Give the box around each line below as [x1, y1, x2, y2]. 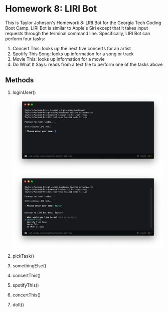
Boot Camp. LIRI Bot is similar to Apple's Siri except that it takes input [5, 25, 148, 31]
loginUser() [12, 89, 36, 95]
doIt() [12, 302, 24, 308]
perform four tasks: [5, 36, 45, 42]
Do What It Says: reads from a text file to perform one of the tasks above [12, 61, 163, 67]
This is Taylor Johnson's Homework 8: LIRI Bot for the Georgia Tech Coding [5, 20, 161, 26]
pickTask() [12, 253, 34, 259]
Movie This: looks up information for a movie [12, 56, 105, 62]
